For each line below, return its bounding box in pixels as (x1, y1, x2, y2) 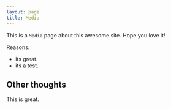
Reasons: (6, 43, 30, 51)
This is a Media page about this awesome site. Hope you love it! (6, 31, 165, 39)
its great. (15, 55, 38, 62)
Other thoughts (6, 79, 66, 89)
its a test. (15, 62, 39, 69)
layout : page (6, 9, 40, 15)
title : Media (6, 15, 40, 21)
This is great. (6, 96, 40, 103)
